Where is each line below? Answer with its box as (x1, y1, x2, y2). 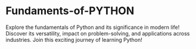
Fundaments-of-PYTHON (5, 4, 135, 18)
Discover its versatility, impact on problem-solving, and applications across (5, 30, 190, 37)
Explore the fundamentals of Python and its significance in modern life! (5, 24, 180, 31)
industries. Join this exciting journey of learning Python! (5, 36, 142, 43)
